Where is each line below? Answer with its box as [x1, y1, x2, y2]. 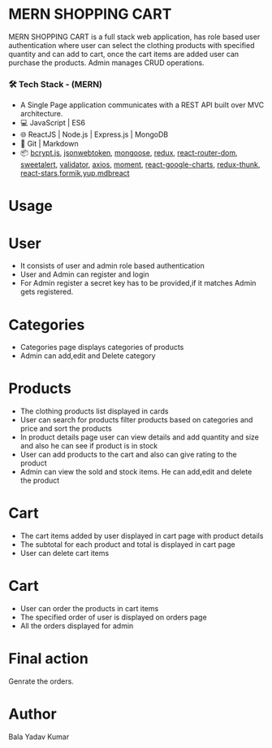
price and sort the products [19, 424, 112, 434]
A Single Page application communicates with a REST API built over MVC [19, 100, 265, 110]
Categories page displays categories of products [19, 343, 184, 352]
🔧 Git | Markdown [19, 139, 79, 149]
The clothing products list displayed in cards [19, 406, 169, 416]
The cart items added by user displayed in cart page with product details [19, 531, 264, 541]
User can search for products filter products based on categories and [19, 415, 253, 425]
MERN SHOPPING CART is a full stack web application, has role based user [8, 32, 261, 42]
